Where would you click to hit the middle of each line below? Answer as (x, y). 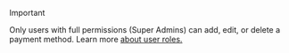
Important (27, 13)
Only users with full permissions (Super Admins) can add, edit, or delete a (145, 30)
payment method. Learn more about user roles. (96, 39)
